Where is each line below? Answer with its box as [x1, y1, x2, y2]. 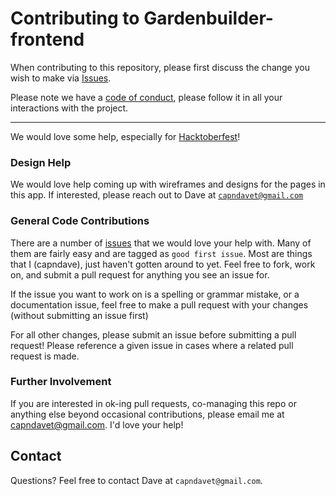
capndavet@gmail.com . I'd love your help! [10, 418, 184, 431]
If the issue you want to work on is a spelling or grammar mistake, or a [10, 288, 300, 300]
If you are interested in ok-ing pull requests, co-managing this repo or [10, 397, 297, 409]
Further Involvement [10, 375, 112, 389]
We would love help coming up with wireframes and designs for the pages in [10, 178, 326, 191]
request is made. [10, 350, 80, 362]
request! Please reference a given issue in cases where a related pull [10, 339, 294, 351]
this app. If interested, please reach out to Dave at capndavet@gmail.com [10, 189, 304, 201]
